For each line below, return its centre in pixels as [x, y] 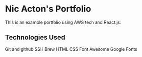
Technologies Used [35, 37]
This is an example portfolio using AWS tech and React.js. [63, 22]
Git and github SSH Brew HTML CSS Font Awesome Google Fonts [71, 49]
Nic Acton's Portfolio [48, 9]
